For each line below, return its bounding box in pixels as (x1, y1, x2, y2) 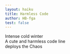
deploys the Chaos (5, 43, 42, 49)
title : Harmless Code (5, 11, 49, 16)
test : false (5, 20, 29, 25)
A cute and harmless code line (5, 39, 66, 44)
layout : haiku (5, 7, 34, 12)
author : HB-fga (5, 16, 36, 21)
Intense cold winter (5, 33, 43, 39)
